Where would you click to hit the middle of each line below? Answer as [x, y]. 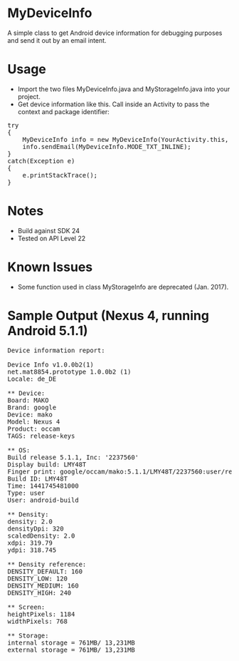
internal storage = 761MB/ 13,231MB [71, 642]
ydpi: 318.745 [32, 550]
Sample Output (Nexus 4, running [108, 316]
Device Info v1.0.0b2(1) [51, 364]
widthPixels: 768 [37, 621]
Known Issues [50, 267]
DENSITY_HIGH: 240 [39, 593]
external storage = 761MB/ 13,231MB [71, 650]
